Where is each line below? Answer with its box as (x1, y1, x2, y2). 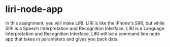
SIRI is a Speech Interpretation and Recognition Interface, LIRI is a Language (5, 25, 165, 31)
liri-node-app (5, 3, 63, 15)
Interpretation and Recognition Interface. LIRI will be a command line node (5, 30, 160, 36)
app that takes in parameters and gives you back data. (5, 36, 119, 42)
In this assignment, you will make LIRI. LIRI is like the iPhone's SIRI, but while (5, 20, 165, 26)
